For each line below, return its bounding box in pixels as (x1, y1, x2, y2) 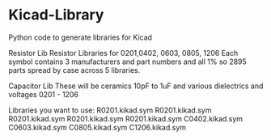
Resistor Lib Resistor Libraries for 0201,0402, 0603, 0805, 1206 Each (8, 48, 239, 57)
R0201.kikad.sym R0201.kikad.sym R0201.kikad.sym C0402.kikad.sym (8, 113, 243, 123)
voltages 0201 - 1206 (8, 89, 79, 99)
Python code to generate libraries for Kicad (8, 32, 152, 42)
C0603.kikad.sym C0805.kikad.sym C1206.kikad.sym (8, 122, 187, 132)
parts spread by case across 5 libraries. (8, 65, 141, 74)
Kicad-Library (8, 6, 104, 24)
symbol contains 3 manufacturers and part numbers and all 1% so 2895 (8, 57, 247, 66)
